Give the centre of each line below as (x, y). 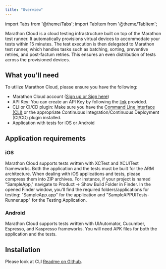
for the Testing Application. (59, 200)
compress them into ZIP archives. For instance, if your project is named (78, 179)
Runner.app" (18, 200)
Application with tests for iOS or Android (54, 123)
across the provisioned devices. (38, 59)
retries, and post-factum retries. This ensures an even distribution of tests (81, 54)
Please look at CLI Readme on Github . (44, 262)
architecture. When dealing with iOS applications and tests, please (73, 174)
